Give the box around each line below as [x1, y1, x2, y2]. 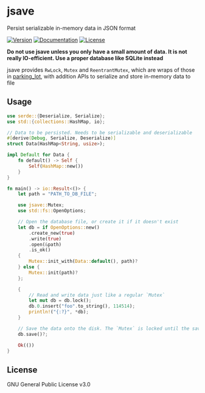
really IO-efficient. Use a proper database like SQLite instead [7, 54, 164, 61]
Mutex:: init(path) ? [29, 270, 78, 276]
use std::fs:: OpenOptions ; [18, 208, 86, 214]
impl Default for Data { [7, 152, 70, 158]
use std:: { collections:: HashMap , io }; [7, 119, 105, 125]
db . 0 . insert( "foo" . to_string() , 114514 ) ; [29, 303, 136, 310]
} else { [18, 264, 40, 270]
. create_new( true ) [29, 230, 75, 236]
